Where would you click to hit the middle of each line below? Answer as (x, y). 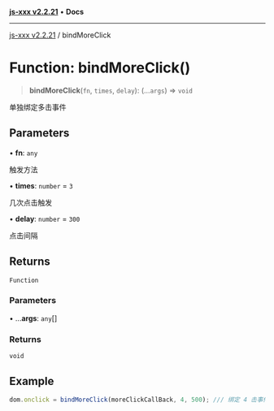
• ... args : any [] (33, 318)
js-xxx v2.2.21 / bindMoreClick (60, 35)
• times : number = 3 (41, 185)
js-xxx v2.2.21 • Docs (47, 12)
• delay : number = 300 (45, 218)
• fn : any (24, 153)
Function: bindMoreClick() (100, 68)
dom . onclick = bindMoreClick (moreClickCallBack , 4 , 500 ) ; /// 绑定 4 (128, 400)
